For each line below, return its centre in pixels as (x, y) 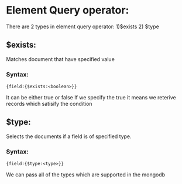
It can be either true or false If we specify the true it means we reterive (91, 98)
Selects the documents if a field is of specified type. (69, 136)
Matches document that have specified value (61, 59)
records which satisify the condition (49, 104)
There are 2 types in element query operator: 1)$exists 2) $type (83, 26)
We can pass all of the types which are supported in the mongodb (86, 175)
